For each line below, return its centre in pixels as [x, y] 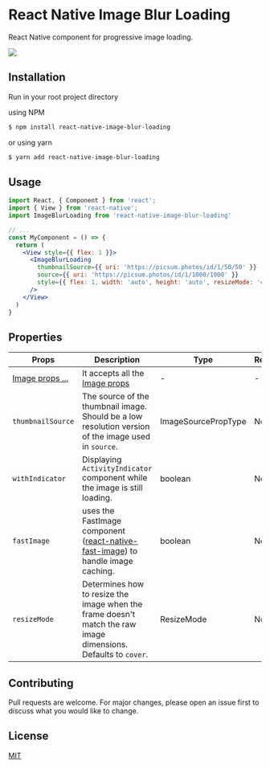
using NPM [27, 112]
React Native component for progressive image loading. [101, 37]
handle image [107, 562]
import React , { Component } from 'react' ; [82, 201]
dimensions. [105, 644]
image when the [112, 604]
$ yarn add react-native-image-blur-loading [84, 157]
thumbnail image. [114, 406]
